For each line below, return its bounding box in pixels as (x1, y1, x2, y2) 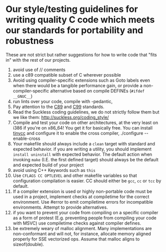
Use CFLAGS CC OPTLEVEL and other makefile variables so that (12, 172, 137, 178)
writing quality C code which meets (5, 14, 155, 25)
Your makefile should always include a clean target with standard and (12, 140, 156, 146)
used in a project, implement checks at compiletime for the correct (12, 193, 150, 200)
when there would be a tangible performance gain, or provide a (12, 82, 143, 88)
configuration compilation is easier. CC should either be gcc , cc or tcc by (12, 178, 162, 184)
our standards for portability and (5, 25, 144, 36)
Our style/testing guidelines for (5, 3, 138, 15)
